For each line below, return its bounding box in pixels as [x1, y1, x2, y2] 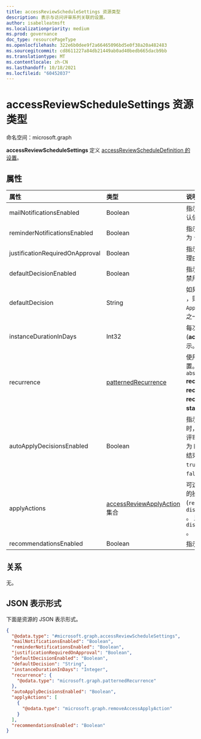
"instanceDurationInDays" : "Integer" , [11, 666, 109, 672]
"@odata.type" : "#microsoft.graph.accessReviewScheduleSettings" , [11, 633, 181, 639]
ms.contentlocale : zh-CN [6, 59, 68, 65]
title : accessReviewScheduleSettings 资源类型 [6, 8, 121, 15]
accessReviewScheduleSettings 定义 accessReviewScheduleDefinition [6, 146, 184, 154]
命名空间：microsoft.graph [6, 134, 72, 141]
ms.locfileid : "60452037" [6, 70, 71, 76]
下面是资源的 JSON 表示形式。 [6, 615, 82, 623]
